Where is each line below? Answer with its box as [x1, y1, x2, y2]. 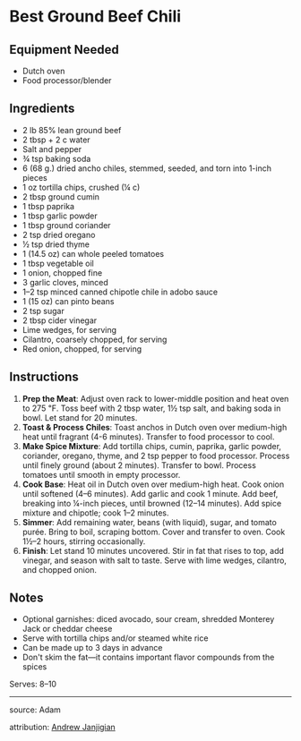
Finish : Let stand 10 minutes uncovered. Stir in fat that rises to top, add [21, 545, 285, 556]
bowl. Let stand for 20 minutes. [21, 412, 138, 422]
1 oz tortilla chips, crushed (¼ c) [21, 182, 141, 192]
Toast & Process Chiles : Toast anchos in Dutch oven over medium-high [21, 422, 288, 432]
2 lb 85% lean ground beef [21, 124, 122, 135]
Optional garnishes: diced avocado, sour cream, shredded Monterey [21, 614, 275, 625]
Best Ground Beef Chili [9, 6, 182, 27]
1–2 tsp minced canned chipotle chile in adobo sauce [21, 286, 218, 297]
